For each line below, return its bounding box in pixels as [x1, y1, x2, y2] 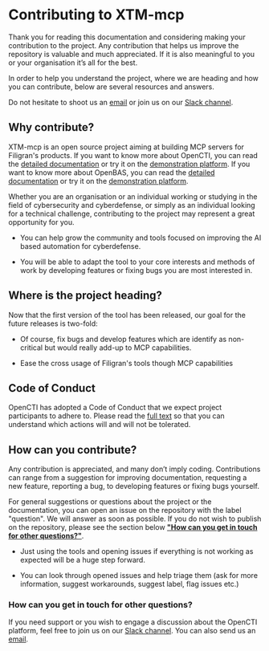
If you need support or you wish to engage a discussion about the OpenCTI [8, 617, 258, 627]
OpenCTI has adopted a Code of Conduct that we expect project [8, 403, 222, 413]
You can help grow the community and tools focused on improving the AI [19, 233, 262, 242]
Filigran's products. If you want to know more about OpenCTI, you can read [8, 150, 259, 160]
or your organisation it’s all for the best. [8, 58, 138, 67]
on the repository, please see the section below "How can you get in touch [8, 523, 258, 532]
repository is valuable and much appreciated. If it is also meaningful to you [8, 49, 255, 59]
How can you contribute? [8, 443, 137, 457]
